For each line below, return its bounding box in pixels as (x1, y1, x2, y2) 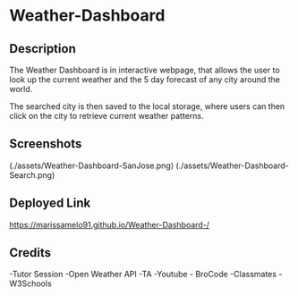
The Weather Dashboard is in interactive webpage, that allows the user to (9, 64, 280, 75)
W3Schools (9, 278, 52, 289)
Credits (9, 245, 52, 260)
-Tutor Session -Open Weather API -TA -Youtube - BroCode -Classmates (9, 269, 277, 280)
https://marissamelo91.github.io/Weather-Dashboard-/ (9, 219, 210, 230)
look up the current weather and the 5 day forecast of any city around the (9, 74, 280, 85)
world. (9, 84, 33, 94)
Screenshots (9, 136, 82, 152)
